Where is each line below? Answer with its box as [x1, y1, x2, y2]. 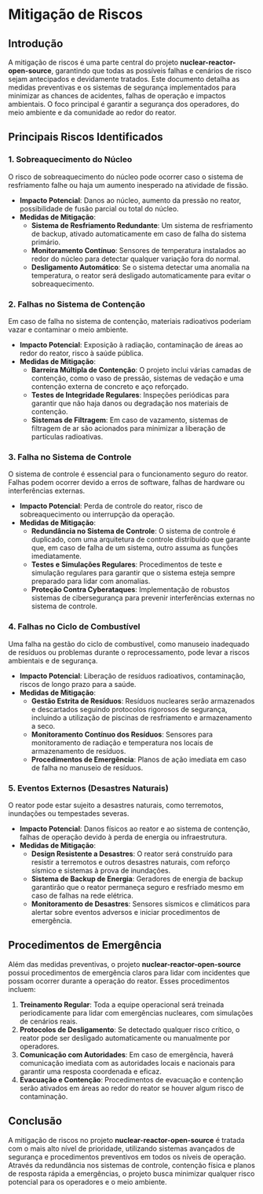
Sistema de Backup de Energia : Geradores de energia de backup [31, 874, 243, 884]
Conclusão [8, 1115, 63, 1128]
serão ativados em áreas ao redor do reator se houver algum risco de [19, 1083, 245, 1093]
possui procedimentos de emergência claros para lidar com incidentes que [8, 968, 250, 977]
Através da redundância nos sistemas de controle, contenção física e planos [8, 1160, 255, 1170]
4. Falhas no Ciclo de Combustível [8, 621, 141, 632]
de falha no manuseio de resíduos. [31, 762, 144, 772]
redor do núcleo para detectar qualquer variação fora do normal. [31, 254, 241, 263]
